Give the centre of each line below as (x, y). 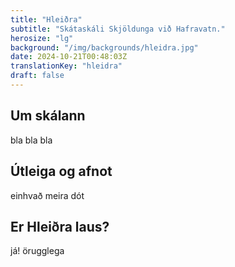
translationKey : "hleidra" (66, 66)
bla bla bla (31, 140)
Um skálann (48, 116)
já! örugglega (37, 251)
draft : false (37, 76)
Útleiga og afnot (61, 171)
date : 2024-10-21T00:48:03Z (69, 57)
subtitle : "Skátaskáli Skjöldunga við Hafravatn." (118, 29)
